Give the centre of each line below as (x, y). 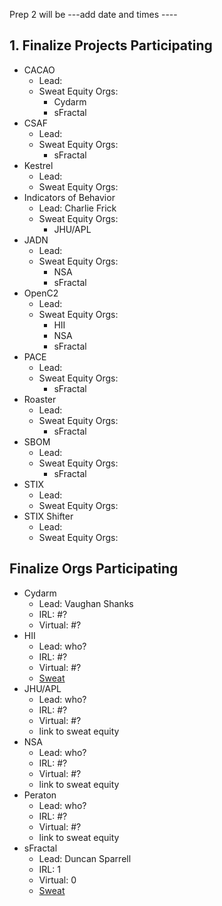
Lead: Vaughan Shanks (86, 603)
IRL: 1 (49, 869)
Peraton (40, 795)
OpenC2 (41, 293)
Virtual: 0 (57, 880)
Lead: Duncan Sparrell (85, 858)
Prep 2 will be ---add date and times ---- (93, 14)
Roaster (40, 399)
